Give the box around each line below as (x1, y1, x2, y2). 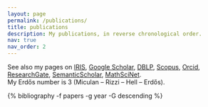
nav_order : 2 (7, 43, 46, 50)
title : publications (7, 23, 69, 30)
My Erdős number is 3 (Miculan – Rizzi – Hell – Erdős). (7, 78, 165, 86)
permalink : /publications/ (7, 17, 88, 24)
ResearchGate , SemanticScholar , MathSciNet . (7, 70, 142, 79)
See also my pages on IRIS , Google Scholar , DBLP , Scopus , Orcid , (7, 63, 201, 71)
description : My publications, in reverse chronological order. (7, 30, 202, 38)
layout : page (7, 10, 46, 18)
